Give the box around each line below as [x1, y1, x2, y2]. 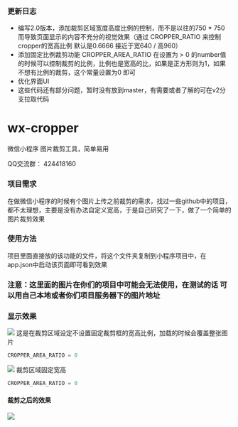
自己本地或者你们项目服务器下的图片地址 [21, 290, 161, 300]
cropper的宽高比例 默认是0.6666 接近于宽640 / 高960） [17, 41, 183, 50]
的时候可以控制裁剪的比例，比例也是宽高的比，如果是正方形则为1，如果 [17, 59, 226, 68]
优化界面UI [17, 77, 50, 86]
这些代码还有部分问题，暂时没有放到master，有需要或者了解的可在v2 [17, 86, 220, 94]
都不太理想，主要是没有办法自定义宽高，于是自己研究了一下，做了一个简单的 [7, 205, 232, 214]
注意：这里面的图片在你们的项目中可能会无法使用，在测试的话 [7, 279, 219, 289]
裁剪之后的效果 [7, 396, 51, 404]
